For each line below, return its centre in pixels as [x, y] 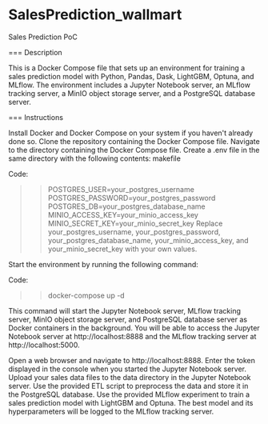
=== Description [35, 52]
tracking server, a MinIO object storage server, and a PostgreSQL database [132, 93]
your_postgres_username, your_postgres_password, [134, 232]
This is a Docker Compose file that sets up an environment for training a [127, 68]
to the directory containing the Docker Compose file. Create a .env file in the [134, 150]
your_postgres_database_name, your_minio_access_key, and [148, 240]
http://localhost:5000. [44, 345]
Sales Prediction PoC [43, 37]
